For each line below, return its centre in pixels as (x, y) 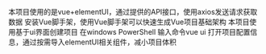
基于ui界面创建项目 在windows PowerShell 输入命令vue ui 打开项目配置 (133, 32)
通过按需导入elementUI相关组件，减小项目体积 (100, 42)
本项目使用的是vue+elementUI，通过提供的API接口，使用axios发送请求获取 (133, 12)
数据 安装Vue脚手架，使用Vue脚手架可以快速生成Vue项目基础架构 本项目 (129, 22)
